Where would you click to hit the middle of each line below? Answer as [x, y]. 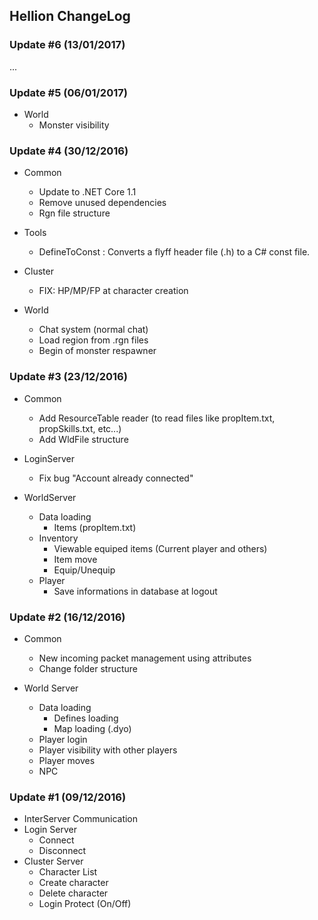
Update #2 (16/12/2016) [67, 617]
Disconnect [62, 851]
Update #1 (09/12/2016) [68, 797]
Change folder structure [88, 668]
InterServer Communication [81, 819]
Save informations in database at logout [135, 591]
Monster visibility [74, 125]
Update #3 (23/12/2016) [68, 377]
